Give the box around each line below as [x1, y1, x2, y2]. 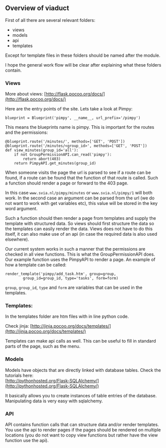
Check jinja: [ [5, 323, 32, 329]
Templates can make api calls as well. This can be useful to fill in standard [5, 338, 156, 344]
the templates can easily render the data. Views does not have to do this [5, 226, 153, 232]
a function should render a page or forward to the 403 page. [5, 180, 129, 186]
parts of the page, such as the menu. [5, 343, 81, 350]
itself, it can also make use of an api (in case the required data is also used [5, 231, 158, 237]
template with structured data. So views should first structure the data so [5, 221, 155, 227]
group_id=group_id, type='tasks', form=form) [23, 276, 119, 281]
